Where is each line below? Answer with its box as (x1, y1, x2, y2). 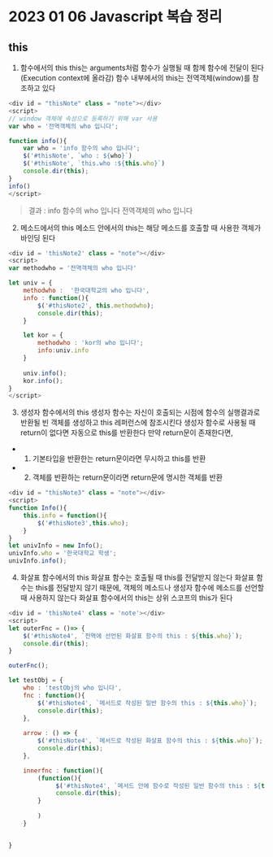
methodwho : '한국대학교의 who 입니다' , (23, 286, 150, 294)
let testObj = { (8, 676, 63, 685)
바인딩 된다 (19, 233, 56, 242)
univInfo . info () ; (8, 557, 67, 565)
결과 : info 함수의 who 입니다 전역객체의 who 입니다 (28, 205, 193, 215)
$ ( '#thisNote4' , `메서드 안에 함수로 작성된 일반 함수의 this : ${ (55, 781, 262, 790)
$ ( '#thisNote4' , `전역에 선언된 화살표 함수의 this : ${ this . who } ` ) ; (23, 632, 243, 640)
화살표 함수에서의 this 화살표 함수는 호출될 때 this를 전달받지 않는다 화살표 (19, 572, 254, 582)
